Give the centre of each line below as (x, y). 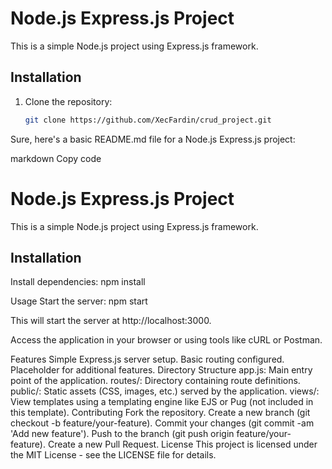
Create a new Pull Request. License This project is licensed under (182, 444)
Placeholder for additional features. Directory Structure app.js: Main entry (161, 370)
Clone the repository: (68, 101)
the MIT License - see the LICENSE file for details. (113, 455)
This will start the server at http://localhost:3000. (111, 321)
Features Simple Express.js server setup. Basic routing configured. (147, 359)
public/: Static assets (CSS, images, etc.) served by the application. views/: (165, 391)
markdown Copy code (56, 158)
